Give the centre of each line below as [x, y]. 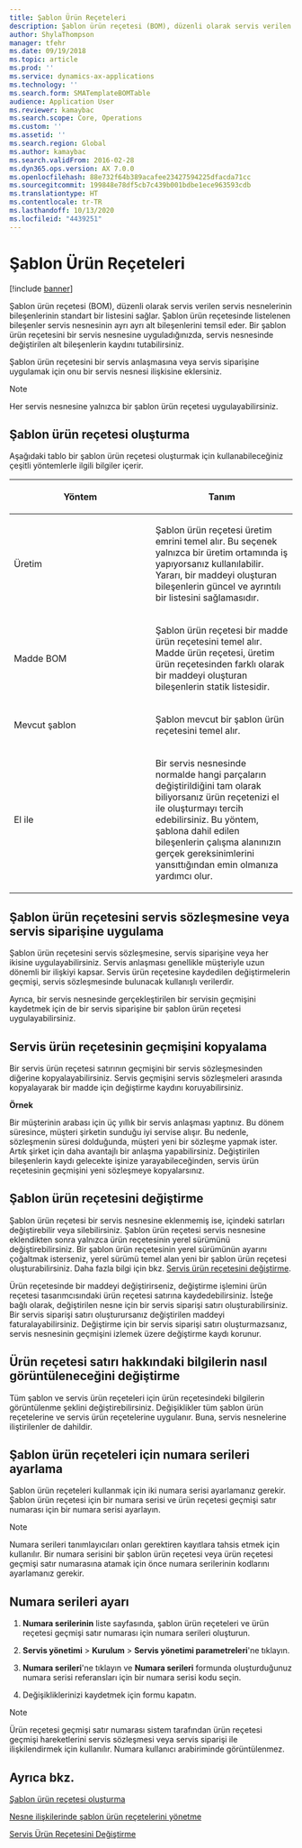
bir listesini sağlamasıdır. [207, 598]
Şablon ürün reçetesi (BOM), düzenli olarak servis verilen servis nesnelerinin [151, 306]
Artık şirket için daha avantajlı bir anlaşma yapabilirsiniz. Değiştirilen [135, 1151]
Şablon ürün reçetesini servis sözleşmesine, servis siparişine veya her [139, 953]
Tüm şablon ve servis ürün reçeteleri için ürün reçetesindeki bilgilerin [137, 1397]
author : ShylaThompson [52, 34]
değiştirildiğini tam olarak [209, 786]
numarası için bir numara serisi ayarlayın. [85, 1510]
